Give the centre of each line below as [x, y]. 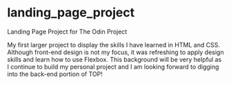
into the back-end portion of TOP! [55, 74]
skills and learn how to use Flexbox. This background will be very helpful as [114, 59]
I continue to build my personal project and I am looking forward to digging [113, 66]
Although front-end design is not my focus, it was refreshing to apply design [115, 52]
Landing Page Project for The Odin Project [67, 32]
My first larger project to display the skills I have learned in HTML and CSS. [114, 45]
